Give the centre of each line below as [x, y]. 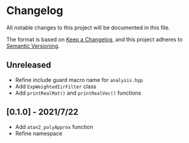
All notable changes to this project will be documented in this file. [88, 28]
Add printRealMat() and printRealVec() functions [78, 93]
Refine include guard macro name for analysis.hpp [79, 79]
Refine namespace [39, 133]
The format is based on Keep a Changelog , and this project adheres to [94, 39]
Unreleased [29, 65]
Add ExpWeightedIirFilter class [55, 86]
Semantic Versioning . [33, 46]
